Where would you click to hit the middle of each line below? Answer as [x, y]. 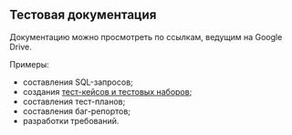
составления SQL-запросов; [78, 82]
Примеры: [30, 64]
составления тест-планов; [74, 101]
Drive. [21, 47]
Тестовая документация [83, 15]
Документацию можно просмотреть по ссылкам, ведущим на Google [146, 36]
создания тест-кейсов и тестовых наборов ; [107, 91]
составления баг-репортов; [76, 111]
